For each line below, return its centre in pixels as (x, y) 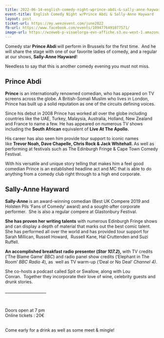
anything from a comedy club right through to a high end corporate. (73, 174)
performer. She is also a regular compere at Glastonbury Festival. (71, 212)
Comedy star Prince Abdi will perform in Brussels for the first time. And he (81, 46)
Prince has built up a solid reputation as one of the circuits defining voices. (80, 104)
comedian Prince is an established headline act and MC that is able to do (78, 169)
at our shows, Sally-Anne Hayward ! (41, 57)
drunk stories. (19, 282)
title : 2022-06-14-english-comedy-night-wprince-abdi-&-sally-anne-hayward (84, 10)
